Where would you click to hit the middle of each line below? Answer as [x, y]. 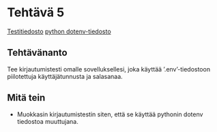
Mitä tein [26, 98]
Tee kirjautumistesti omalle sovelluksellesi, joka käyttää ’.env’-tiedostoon [108, 69]
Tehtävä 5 [36, 13]
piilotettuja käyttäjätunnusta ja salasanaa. [65, 76]
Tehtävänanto [37, 53]
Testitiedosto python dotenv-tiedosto [59, 31]
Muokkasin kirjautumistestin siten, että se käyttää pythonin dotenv [110, 114]
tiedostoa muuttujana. [47, 121]
